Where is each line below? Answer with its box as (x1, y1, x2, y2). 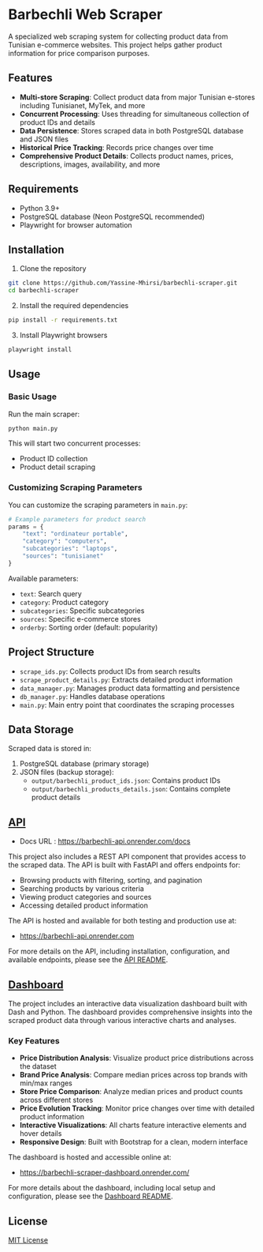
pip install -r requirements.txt (8, 316, 118, 325)
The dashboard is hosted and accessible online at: (8, 1152, 172, 1162)
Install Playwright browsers (19, 330, 108, 340)
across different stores (19, 1096, 94, 1105)
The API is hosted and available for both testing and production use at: (8, 916, 237, 926)
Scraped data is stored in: (8, 744, 92, 754)
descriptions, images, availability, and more (19, 160, 161, 169)
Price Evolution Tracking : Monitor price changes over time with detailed (19, 1103, 254, 1113)
